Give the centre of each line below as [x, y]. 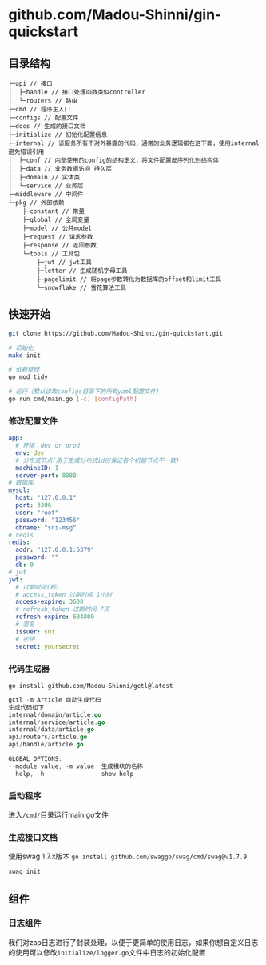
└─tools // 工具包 [52, 254]
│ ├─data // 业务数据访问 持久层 [60, 169]
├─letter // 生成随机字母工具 [82, 271]
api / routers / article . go [48, 737]
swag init [25, 872]
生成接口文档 [33, 837]
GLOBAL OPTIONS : [35, 759]
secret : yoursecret [48, 646]
